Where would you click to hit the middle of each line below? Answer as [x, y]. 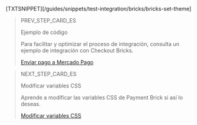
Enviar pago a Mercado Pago [57, 62]
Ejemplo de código [44, 32]
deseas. [30, 104]
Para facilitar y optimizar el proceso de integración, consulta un [100, 44]
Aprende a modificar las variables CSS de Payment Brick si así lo [102, 97]
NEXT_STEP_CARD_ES [48, 74]
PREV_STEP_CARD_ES [48, 20]
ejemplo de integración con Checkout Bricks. [77, 50]
